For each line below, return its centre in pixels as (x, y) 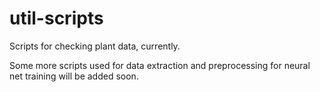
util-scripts (56, 18)
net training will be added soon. (74, 76)
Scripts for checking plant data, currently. (95, 46)
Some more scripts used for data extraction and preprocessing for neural (160, 65)
